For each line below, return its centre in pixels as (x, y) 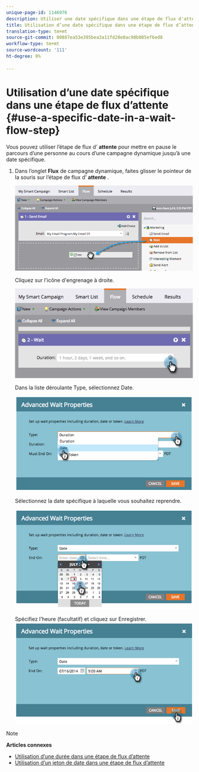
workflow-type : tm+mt (33, 44)
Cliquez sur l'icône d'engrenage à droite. (64, 280)
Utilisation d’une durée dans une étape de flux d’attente (82, 757)
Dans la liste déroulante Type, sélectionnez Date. (74, 387)
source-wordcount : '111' (37, 50)
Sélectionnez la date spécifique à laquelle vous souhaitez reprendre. (98, 501)
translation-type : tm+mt (37, 31)
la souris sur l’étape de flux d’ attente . (62, 177)
